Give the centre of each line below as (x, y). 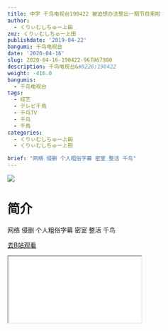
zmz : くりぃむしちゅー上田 (42, 34)
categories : (25, 133)
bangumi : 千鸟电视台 (35, 47)
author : (19, 21)
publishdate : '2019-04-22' (47, 40)
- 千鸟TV (26, 113)
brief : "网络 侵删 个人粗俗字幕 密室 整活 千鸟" (72, 159)
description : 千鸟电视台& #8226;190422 (62, 67)
